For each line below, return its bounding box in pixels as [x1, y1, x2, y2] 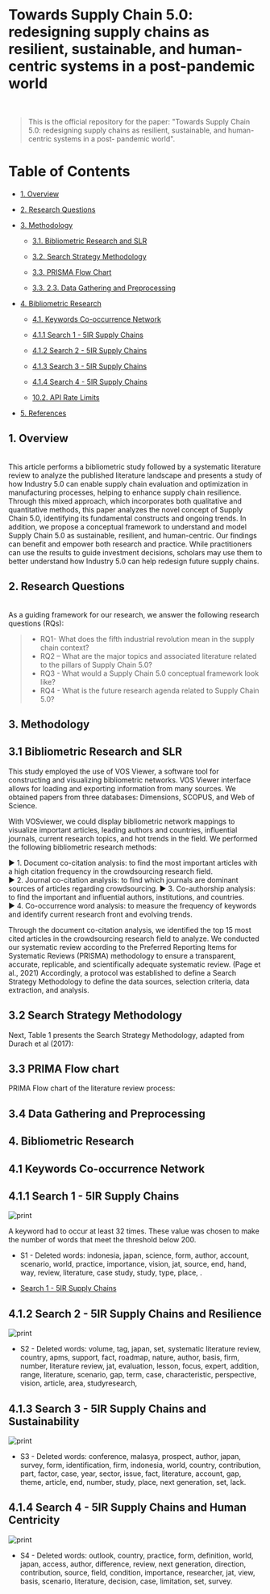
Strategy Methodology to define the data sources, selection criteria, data [8, 976, 250, 986]
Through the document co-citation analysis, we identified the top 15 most [8, 925, 251, 934]
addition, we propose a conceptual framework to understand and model [8, 521, 247, 531]
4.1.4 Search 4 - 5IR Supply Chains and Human [8, 1501, 247, 1515]
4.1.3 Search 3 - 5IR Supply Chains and [8, 1402, 207, 1415]
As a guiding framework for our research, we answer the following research [8, 609, 260, 619]
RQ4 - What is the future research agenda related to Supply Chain [39, 685, 260, 695]
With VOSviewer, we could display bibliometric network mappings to [8, 816, 235, 826]
